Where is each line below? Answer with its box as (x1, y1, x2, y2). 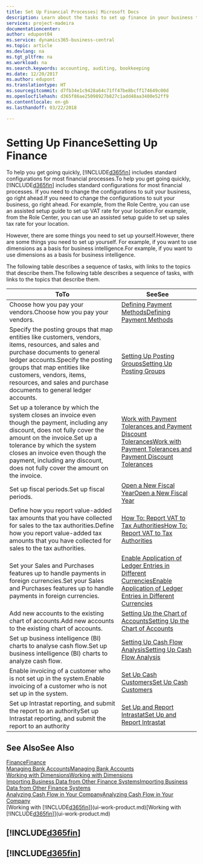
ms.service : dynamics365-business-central (6, 37, 115, 43)
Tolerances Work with (121, 437, 182, 446)
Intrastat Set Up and (121, 711, 177, 719)
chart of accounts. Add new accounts (9, 617, 114, 625)
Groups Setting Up (121, 360, 172, 368)
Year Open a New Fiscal (121, 489, 188, 497)
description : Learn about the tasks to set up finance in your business (6, 15, 193, 21)
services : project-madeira (6, 20, 74, 26)
